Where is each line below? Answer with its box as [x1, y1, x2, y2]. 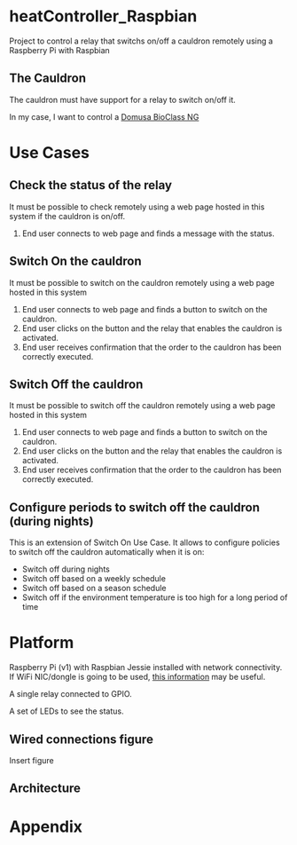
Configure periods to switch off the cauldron [9, 500, 260, 515]
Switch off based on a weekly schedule [21, 573, 167, 584]
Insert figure [9, 754, 55, 765]
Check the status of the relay [9, 178, 173, 193]
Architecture [9, 781, 82, 796]
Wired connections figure [9, 731, 153, 746]
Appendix [9, 817, 82, 836]
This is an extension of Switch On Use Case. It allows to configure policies [9, 537, 281, 548]
